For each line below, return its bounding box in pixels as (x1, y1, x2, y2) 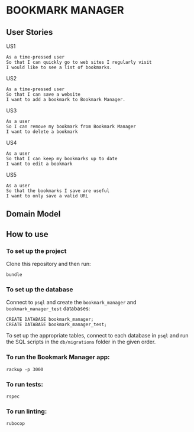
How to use (6, 229, 48, 239)
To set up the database (6, 285, 73, 293)
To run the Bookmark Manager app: (6, 353, 111, 361)
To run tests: (6, 380, 43, 388)
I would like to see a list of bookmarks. (6, 64, 112, 70)
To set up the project (6, 246, 67, 255)
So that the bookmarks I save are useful (6, 188, 110, 194)
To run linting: (6, 407, 47, 415)
